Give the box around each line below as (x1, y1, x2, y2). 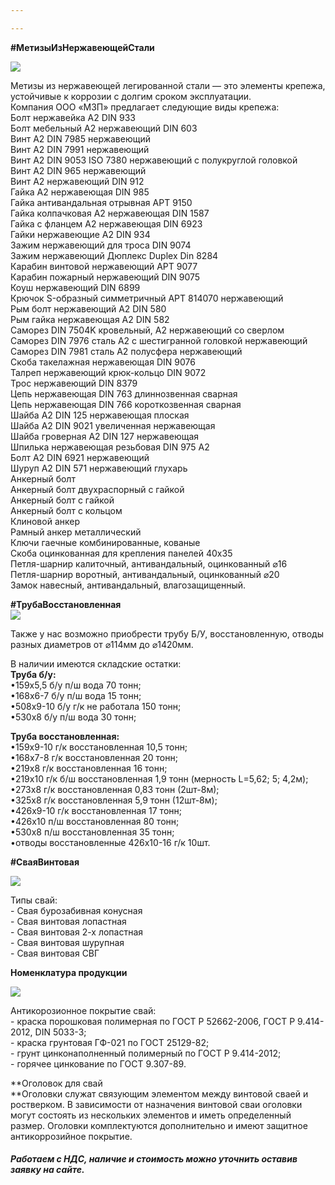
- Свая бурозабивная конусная (10, 904, 143, 916)
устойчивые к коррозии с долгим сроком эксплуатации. (10, 90, 252, 102)
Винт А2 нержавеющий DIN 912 (10, 175, 145, 187)
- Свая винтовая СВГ (10, 947, 100, 959)
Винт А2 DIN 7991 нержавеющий (10, 143, 150, 155)
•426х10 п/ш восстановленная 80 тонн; (10, 815, 180, 827)
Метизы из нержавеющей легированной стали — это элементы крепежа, (10, 79, 326, 91)
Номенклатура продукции (10, 966, 128, 978)
